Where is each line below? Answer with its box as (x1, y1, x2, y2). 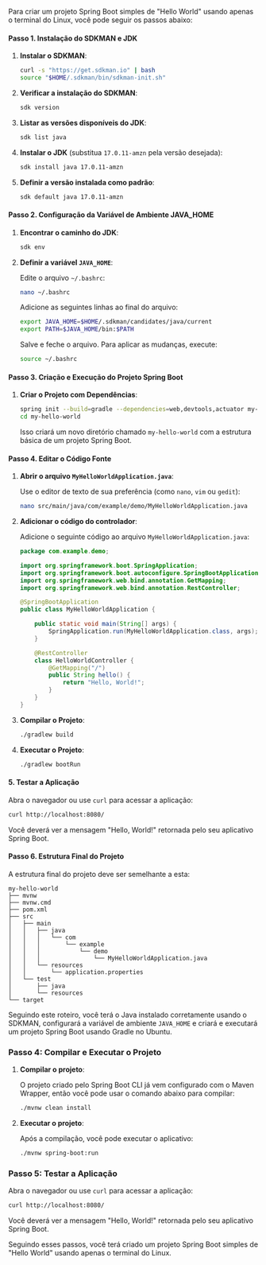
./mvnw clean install (19, 1104, 91, 1112)
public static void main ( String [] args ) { (34, 620, 177, 628)
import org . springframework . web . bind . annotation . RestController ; (19, 584, 241, 592)
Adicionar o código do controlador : (19, 517, 137, 526)
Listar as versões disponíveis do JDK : (19, 118, 147, 127)
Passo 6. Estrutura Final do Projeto (8, 852, 125, 861)
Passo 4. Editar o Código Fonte (8, 453, 112, 464)
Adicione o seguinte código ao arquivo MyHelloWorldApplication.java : (19, 532, 250, 541)
